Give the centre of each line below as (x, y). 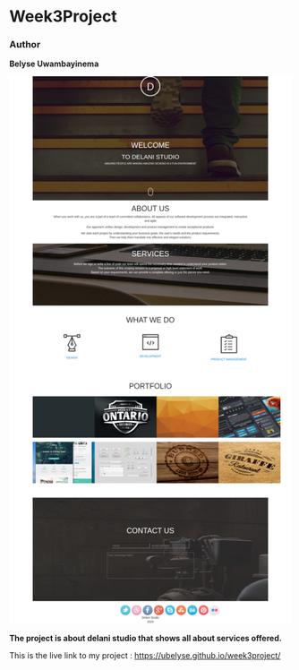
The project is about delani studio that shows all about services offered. (145, 638)
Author (25, 45)
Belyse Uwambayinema (54, 64)
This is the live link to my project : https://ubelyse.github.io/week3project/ (145, 655)
